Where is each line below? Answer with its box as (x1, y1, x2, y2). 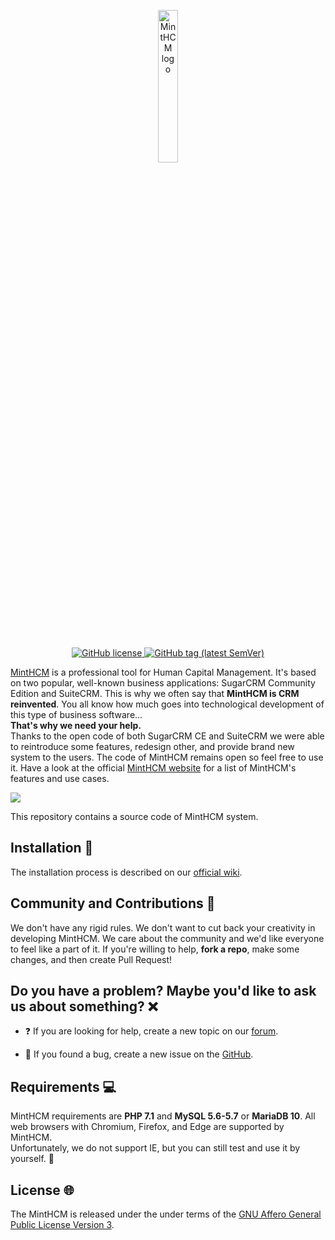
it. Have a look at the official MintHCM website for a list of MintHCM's (10, 762, 297, 774)
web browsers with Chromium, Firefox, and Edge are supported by (10, 1121, 285, 1133)
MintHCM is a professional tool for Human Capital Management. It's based (10, 666, 317, 678)
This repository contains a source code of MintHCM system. (10, 811, 259, 822)
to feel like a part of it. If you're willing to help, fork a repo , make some (10, 943, 300, 955)
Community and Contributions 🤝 (10, 895, 216, 912)
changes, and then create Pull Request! (10, 953, 173, 965)
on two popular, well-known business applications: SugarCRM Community (10, 677, 316, 689)
